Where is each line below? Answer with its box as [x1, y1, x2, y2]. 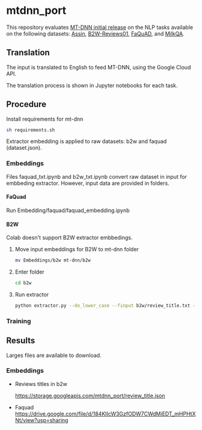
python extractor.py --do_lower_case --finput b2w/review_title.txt [14, 303, 191, 309]
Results [6, 336, 35, 346]
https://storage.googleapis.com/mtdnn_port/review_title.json [14, 392, 165, 399]
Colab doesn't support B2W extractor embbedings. [6, 234, 133, 242]
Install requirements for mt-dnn [6, 115, 84, 123]
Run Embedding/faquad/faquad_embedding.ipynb [6, 207, 130, 214]
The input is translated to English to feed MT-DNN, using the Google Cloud [6, 63, 191, 71]
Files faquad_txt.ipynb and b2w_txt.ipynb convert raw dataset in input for [6, 173, 188, 180]
